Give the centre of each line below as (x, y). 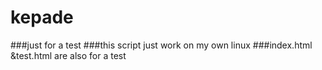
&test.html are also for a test (68, 55)
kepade (42, 17)
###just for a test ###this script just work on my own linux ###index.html (161, 45)
